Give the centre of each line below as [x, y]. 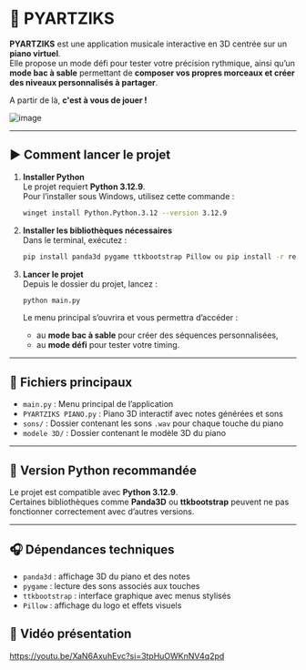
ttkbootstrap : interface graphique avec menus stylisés [127, 595]
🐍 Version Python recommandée [103, 470]
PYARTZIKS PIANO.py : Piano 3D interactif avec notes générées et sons [153, 414]
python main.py [51, 300]
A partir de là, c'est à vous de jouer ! [78, 100]
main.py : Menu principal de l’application [98, 404]
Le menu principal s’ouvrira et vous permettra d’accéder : [130, 318]
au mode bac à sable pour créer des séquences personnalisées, [157, 335]
